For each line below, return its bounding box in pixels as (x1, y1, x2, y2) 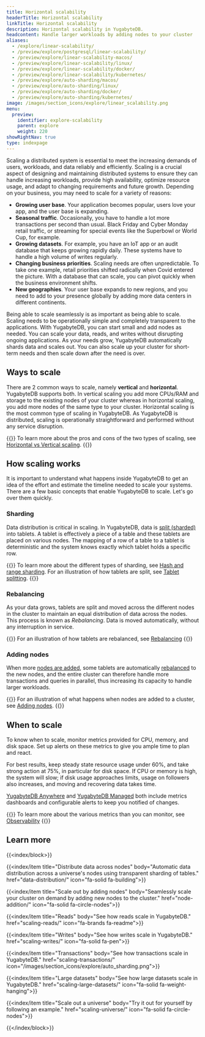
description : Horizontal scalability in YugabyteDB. (6, 26, 144, 32)
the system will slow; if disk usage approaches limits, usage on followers (6, 774, 190, 781)
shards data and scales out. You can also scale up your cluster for (6, 343, 173, 350)
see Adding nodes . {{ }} (6, 702, 65, 709)
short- (174, 343, 190, 350)
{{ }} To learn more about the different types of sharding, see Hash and (6, 561, 184, 569)
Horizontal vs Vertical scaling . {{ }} (6, 441, 92, 448)
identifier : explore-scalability (17, 117, 103, 123)
